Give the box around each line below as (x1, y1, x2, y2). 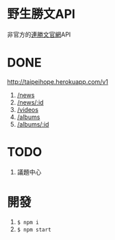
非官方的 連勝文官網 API (7, 30, 71, 39)
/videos (16, 105, 39, 113)
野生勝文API (7, 6, 75, 22)
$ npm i (16, 219, 39, 226)
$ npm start (16, 226, 51, 233)
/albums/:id (16, 120, 49, 128)
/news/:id (16, 98, 44, 107)
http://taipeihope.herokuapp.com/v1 (7, 77, 108, 86)
